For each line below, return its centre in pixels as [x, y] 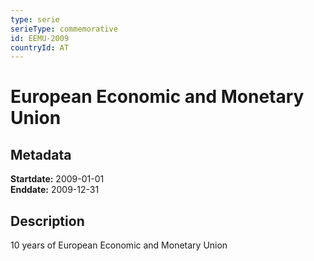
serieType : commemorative [64, 29]
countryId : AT [40, 47]
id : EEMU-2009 [40, 38]
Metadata [41, 154]
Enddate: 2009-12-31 [55, 190]
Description [47, 221]
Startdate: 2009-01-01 [57, 179]
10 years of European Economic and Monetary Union [119, 245]
